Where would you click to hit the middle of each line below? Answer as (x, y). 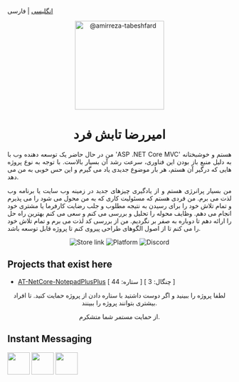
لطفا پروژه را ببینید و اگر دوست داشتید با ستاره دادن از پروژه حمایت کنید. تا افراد (119, 295)
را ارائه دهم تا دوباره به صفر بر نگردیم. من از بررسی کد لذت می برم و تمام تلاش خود (119, 221)
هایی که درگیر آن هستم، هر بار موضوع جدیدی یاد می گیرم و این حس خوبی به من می (119, 169)
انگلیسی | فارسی (30, 11)
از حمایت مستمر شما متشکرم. (119, 317)
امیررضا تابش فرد (119, 135)
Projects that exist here (60, 264)
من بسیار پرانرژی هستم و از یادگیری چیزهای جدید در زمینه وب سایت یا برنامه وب (119, 190)
